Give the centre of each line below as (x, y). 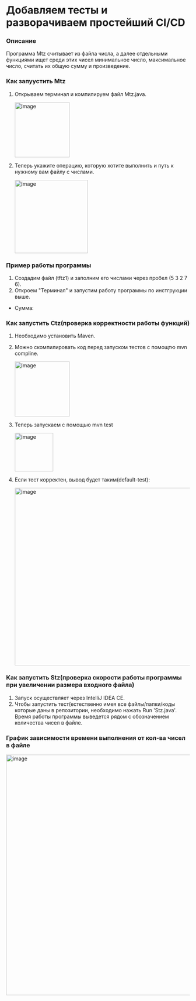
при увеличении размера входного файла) (70, 685)
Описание (21, 41)
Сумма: (24, 308)
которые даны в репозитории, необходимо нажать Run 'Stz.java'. (95, 710)
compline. (27, 353)
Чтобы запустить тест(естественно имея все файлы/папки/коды (95, 704)
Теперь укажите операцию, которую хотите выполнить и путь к (94, 165)
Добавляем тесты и (57, 10)
